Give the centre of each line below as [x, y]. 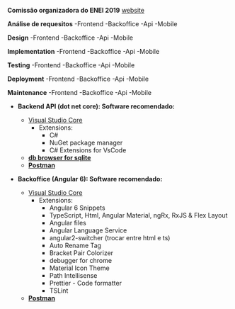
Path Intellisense [73, 275]
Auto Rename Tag [75, 245]
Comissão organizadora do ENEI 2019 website [76, 10]
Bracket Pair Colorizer [81, 253]
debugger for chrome [80, 260]
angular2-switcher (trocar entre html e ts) [110, 238]
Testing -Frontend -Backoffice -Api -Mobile [71, 65]
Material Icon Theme [79, 268]
